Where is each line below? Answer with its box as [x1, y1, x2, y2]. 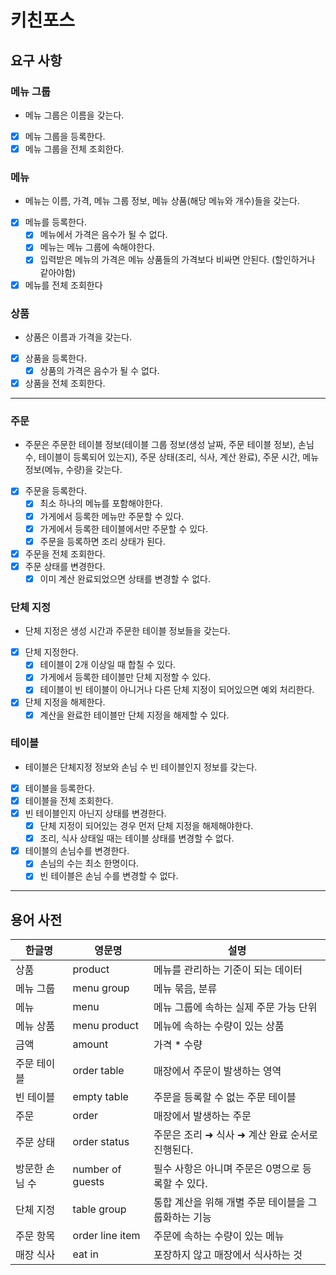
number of [72, 1162, 122, 1176]
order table [72, 1064, 125, 1078]
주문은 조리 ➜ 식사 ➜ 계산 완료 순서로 [153, 1128, 319, 1142]
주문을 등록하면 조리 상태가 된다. [39, 535, 166, 547]
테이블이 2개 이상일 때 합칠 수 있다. [39, 659, 177, 671]
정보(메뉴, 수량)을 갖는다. [24, 464, 123, 476]
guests [72, 1175, 105, 1189]
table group [72, 1202, 127, 1216]
